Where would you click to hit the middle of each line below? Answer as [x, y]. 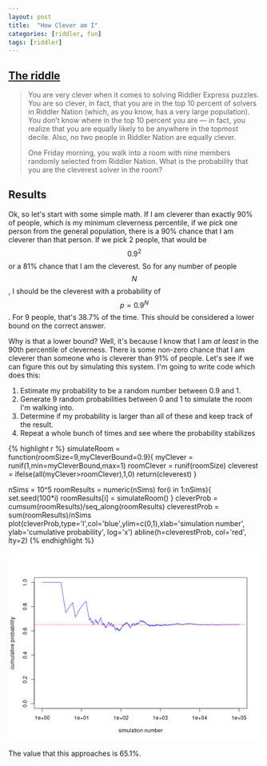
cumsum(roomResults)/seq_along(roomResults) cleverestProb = [114, 507]
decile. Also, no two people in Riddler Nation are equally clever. [132, 138]
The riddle [34, 76]
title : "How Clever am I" [53, 25]
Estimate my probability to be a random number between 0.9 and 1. [130, 391]
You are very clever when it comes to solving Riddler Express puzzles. [143, 95]
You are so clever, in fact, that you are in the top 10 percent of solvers [142, 103]
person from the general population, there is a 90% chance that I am [121, 231]
